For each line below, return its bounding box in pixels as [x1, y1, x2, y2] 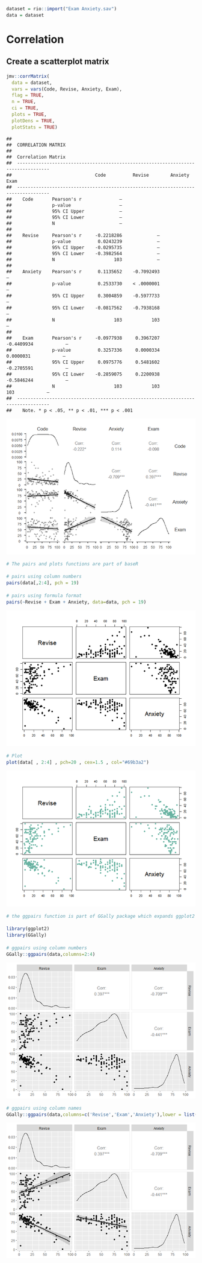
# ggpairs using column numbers [6, 944, 87, 951]
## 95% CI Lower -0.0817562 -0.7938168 [6, 305, 161, 311]
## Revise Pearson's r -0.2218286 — [6, 232, 161, 238]
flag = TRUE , [11, 92, 44, 98]
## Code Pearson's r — [6, 196, 122, 202]
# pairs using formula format [6, 593, 82, 599]
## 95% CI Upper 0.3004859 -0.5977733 [6, 293, 161, 299]
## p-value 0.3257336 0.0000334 [6, 347, 161, 353]
